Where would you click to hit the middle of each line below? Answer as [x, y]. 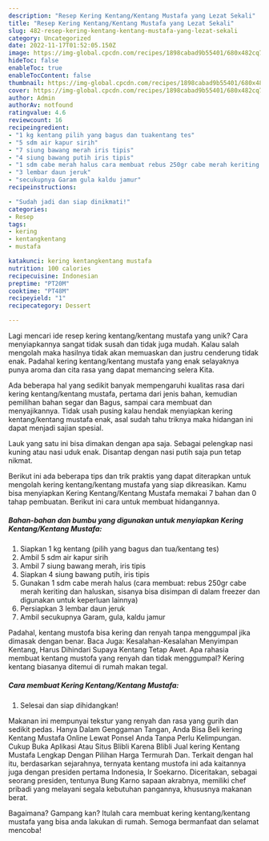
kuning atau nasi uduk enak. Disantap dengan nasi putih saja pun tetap [125, 452]
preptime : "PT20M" [39, 283]
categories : [28, 209]
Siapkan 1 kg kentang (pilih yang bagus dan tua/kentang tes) [119, 548]
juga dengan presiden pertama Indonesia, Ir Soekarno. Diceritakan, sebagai [133, 772]
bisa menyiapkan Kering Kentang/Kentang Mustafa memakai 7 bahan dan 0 [132, 493]
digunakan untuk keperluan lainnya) [79, 599]
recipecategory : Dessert [50, 306]
